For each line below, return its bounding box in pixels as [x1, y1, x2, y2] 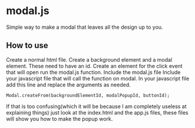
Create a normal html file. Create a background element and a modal [6, 56, 173, 63]
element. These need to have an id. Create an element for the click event [6, 62, 183, 69]
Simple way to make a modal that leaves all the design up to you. [6, 23, 163, 31]
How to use [6, 41, 48, 50]
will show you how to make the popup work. [6, 115, 113, 122]
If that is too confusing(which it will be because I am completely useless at [6, 103, 187, 110]
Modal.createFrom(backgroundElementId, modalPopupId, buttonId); [6, 92, 170, 98]
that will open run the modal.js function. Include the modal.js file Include [6, 69, 181, 76]
